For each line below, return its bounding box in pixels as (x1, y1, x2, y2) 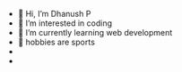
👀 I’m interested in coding (17, 18, 113, 28)
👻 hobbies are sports (17, 36, 96, 47)
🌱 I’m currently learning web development (17, 28, 173, 37)
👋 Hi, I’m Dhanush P (17, 9, 91, 19)
